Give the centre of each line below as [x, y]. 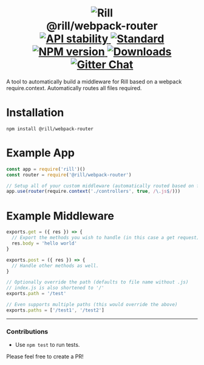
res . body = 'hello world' [45, 243]
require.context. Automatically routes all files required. [74, 88]
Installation [35, 113]
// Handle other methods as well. [55, 266]
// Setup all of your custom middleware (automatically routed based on [100, 186]
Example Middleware [60, 216]
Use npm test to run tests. [47, 345]
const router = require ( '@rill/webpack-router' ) [69, 175]
